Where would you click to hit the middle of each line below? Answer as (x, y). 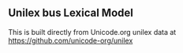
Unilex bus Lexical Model (71, 13)
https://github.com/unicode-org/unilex (71, 40)
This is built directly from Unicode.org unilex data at (92, 32)
